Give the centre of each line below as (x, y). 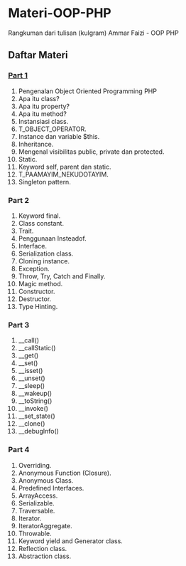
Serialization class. (46, 253)
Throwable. (35, 533)
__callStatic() (37, 348)
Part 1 (18, 75)
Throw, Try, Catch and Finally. (62, 276)
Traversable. (37, 510)
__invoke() (33, 409)
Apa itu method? (42, 114)
